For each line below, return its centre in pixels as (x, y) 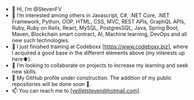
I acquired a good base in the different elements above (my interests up (98, 53)
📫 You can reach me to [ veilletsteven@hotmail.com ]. (76, 91)
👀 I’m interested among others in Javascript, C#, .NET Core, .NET (91, 15)
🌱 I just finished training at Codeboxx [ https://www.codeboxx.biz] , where (100, 46)
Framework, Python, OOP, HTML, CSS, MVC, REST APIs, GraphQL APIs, (98, 21)
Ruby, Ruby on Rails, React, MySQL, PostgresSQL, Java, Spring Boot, (95, 28)
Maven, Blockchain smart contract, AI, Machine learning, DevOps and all (99, 34)
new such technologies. (41, 40)
